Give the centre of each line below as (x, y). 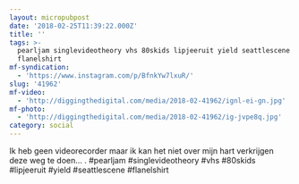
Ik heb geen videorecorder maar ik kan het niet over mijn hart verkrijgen (142, 151)
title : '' (28, 34)
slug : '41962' (36, 84)
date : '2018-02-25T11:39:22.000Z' (74, 26)
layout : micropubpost (50, 17)
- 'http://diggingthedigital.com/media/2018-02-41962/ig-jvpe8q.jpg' (149, 117)
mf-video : (28, 92)
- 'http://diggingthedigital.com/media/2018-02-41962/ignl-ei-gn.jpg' (152, 100)
